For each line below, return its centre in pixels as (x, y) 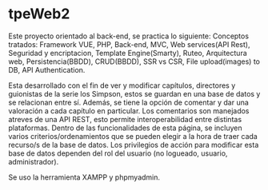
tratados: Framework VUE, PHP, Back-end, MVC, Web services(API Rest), (129, 44)
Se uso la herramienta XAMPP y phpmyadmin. (84, 177)
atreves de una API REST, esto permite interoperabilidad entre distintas (125, 119)
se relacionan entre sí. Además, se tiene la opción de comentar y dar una (129, 102)
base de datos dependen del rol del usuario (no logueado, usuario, (118, 153)
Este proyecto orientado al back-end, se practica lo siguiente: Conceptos (129, 36)
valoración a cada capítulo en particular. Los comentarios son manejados (129, 111)
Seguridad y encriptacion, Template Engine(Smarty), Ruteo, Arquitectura (128, 53)
